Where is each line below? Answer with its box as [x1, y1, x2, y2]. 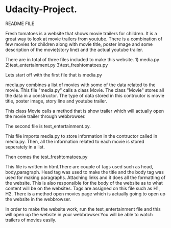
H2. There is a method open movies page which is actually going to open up [5, 190, 166, 197]
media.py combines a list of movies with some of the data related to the [5, 82, 156, 88]
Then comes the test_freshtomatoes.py [5, 154, 88, 160]
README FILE [5, 20, 35, 27]
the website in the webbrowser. [5, 196, 71, 202]
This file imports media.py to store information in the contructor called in [5, 133, 158, 139]
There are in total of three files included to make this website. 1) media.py [5, 56, 160, 62]
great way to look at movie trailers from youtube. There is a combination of [5, 36, 162, 42]
